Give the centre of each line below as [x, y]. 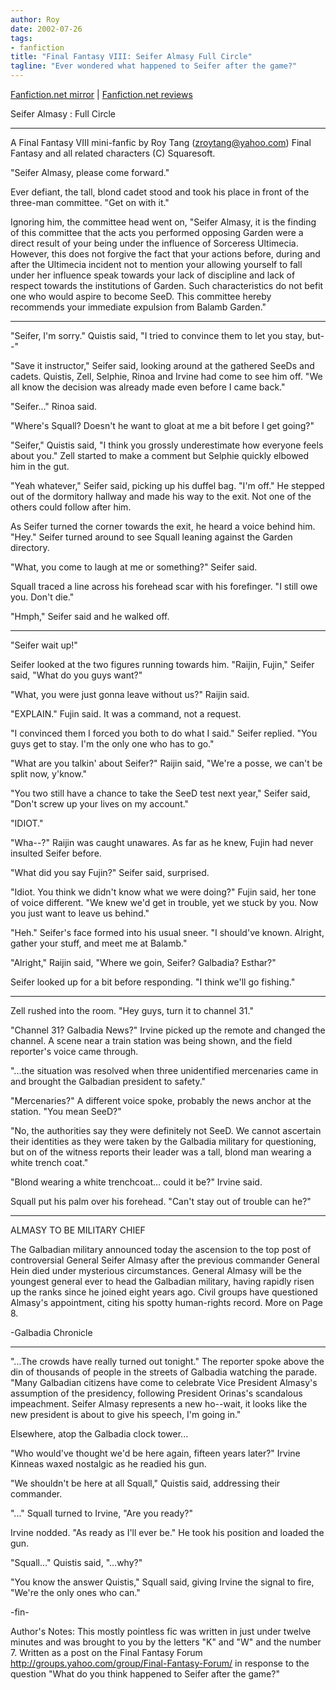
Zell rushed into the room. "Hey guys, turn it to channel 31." [132, 1010]
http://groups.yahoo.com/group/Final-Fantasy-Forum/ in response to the [160, 1663]
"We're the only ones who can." [75, 1592]
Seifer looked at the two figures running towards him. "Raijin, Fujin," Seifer [162, 664]
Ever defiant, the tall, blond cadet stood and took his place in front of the [160, 192]
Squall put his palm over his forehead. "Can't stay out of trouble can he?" [161, 1201]
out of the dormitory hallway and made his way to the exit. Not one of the [161, 496]
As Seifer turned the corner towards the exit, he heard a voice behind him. [163, 526]
